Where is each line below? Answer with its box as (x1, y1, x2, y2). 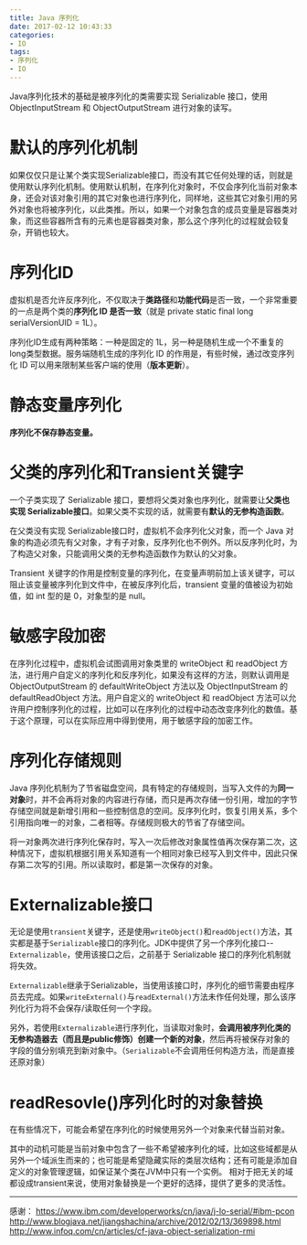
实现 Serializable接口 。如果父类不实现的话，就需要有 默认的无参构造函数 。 (9, 505, 290, 517)
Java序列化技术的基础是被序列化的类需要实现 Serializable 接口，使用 (9, 91, 268, 102)
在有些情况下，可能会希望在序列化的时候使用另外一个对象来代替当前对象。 (9, 1124, 290, 1135)
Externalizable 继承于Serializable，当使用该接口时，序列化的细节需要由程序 (9, 980, 295, 991)
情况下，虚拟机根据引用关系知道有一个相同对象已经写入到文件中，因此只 (16, 847, 290, 858)
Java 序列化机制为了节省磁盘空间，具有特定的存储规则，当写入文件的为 (9, 782, 279, 793)
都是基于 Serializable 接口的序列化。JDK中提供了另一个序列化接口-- (16, 938, 274, 949)
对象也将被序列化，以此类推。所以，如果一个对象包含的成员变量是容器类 (16, 203, 290, 215)
